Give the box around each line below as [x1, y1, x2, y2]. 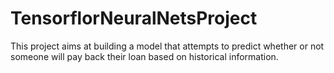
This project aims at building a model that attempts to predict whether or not [10, 40, 325, 52]
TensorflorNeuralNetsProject [10, 7, 258, 30]
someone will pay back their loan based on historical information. [10, 50, 279, 62]
